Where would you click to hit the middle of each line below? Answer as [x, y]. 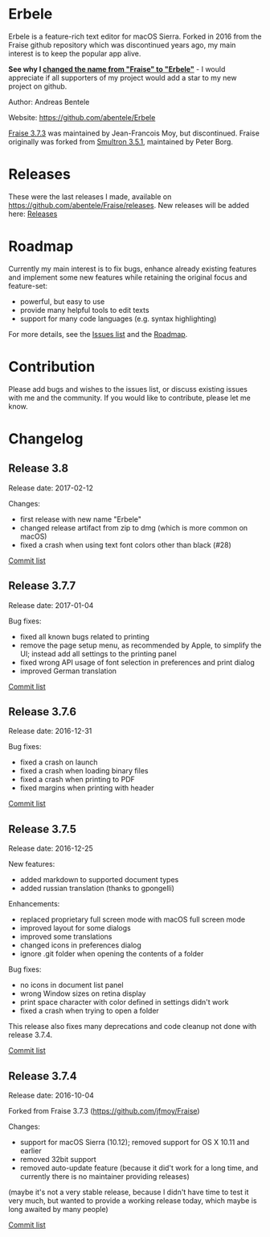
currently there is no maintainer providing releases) [105, 1177]
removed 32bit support [58, 1159]
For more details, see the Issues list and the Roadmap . [98, 334]
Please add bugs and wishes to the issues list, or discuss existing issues [128, 389]
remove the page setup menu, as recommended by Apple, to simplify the [141, 645]
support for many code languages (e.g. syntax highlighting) [118, 319]
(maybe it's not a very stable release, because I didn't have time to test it [129, 1192]
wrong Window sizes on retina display [83, 993]
